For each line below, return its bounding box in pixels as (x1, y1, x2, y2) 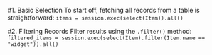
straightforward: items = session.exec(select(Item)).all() (7, 13, 184, 22)
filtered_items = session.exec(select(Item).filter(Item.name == (7, 35, 205, 42)
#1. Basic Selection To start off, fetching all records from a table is (7, 6, 201, 14)
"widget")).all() (7, 41, 59, 48)
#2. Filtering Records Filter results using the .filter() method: (7, 28, 192, 35)
